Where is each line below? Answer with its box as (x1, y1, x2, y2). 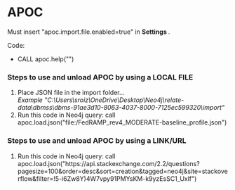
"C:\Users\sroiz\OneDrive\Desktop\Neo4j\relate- (44, 96, 184, 104)
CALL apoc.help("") (17, 54, 74, 63)
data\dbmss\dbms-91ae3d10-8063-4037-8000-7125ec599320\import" (17, 103, 225, 112)
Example (17, 96, 43, 104)
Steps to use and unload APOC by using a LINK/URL (7, 136, 187, 146)
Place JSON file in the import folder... (17, 89, 125, 97)
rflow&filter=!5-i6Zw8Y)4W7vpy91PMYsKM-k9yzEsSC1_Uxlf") (17, 174, 197, 183)
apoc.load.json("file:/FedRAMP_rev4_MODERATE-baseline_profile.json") (17, 118, 227, 127)
